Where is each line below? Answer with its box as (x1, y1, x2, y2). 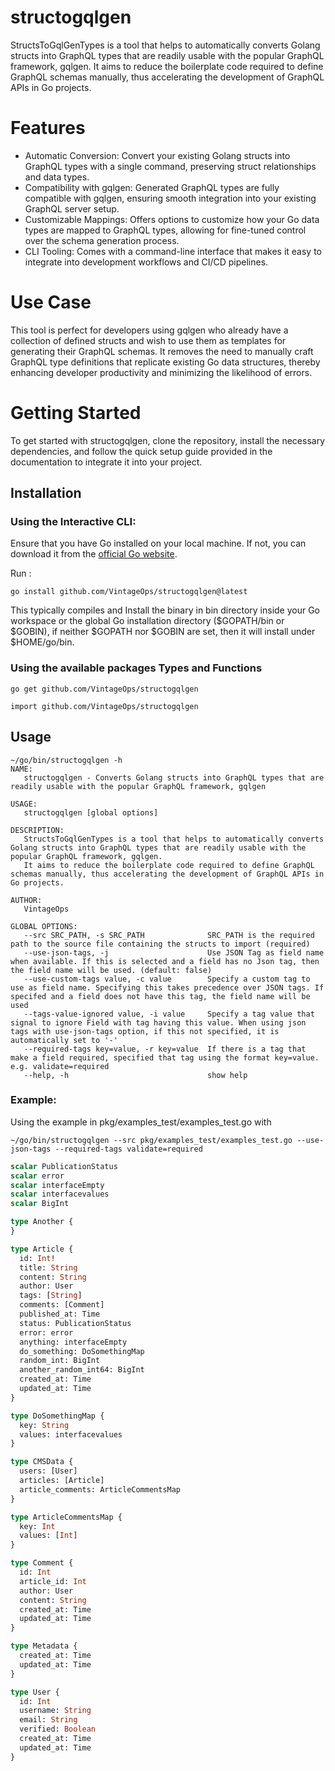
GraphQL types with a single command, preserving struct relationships (24, 160, 317, 172)
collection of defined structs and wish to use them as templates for (10, 334, 287, 346)
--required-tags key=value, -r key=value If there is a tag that (23, 1044, 307, 1054)
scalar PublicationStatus (10, 1161, 118, 1171)
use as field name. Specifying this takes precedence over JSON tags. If (10, 982, 325, 993)
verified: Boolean (19, 1724, 97, 1735)
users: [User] (19, 1466, 78, 1476)
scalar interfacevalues (10, 1189, 110, 1200)
